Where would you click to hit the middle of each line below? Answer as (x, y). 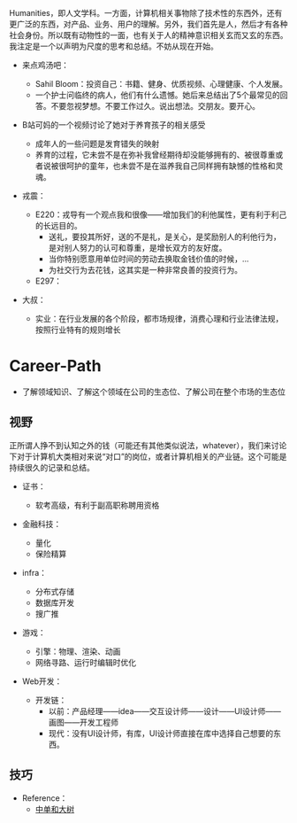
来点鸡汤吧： (45, 65)
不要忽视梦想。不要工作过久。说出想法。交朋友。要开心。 (156, 106)
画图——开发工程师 (84, 722)
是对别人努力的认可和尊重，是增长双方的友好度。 (137, 248)
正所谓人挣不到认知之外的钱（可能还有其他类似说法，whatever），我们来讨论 (148, 445)
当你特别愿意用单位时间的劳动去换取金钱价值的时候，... (148, 259)
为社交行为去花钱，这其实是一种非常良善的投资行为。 (145, 270)
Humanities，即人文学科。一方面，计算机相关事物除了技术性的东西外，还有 (146, 13)
